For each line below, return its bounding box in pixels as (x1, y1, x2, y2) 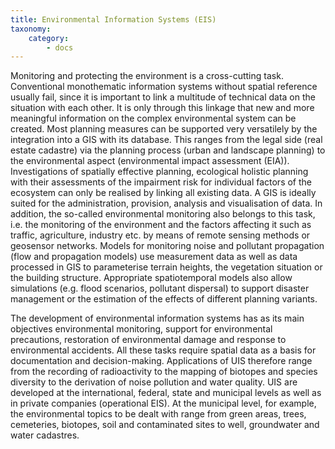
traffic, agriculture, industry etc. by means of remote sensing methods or (10, 229, 311, 241)
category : (28, 33, 70, 43)
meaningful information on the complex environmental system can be (10, 112, 297, 125)
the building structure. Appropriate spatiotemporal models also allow (10, 272, 293, 284)
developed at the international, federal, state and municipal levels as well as (10, 387, 322, 399)
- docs (46, 42, 74, 53)
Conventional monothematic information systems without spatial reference (10, 81, 318, 93)
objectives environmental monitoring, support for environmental (10, 323, 273, 335)
